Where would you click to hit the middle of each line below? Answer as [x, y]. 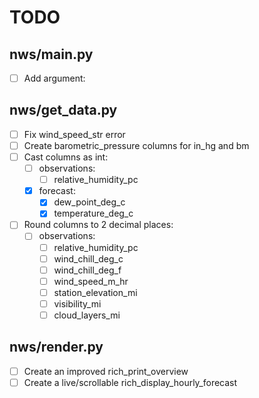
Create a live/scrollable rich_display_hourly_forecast [130, 382]
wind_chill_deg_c [88, 258]
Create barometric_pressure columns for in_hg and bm [136, 145]
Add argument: [54, 78]
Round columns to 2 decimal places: [98, 225]
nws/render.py [56, 347]
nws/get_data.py [63, 110]
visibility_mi [77, 303]
